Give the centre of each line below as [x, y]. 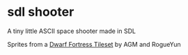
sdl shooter [41, 12]
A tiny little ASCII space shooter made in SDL [71, 31]
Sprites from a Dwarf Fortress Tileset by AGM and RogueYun [94, 44]
